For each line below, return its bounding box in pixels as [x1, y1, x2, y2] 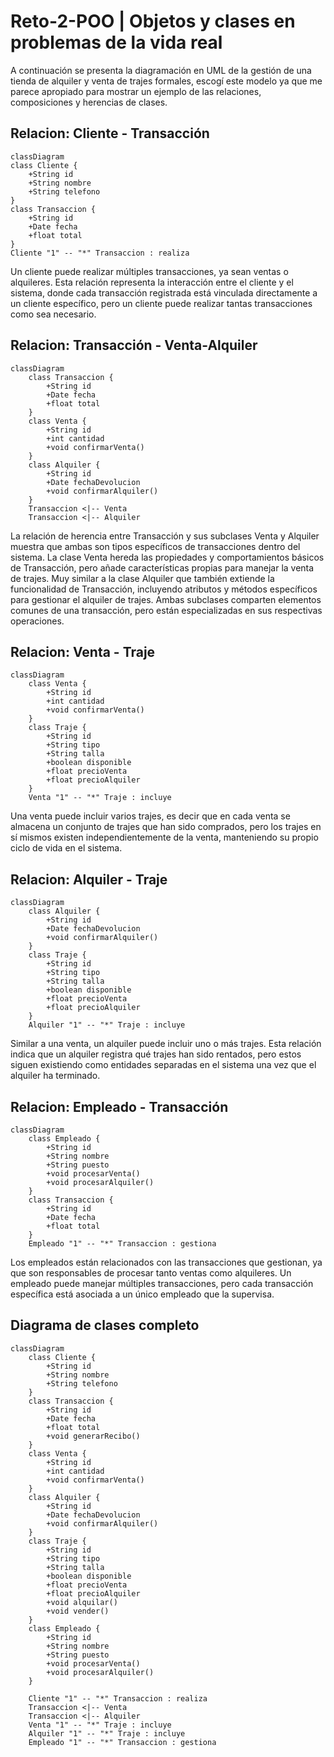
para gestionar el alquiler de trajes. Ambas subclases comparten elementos [10, 593, 322, 605]
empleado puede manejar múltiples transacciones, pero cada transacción [10, 1278, 314, 1289]
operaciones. [10, 615, 65, 627]
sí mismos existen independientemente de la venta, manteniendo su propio [10, 831, 319, 844]
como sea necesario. [10, 308, 97, 320]
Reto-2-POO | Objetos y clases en [10, 10, 296, 33]
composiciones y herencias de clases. [10, 96, 168, 108]
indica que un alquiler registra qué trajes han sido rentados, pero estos [10, 1048, 302, 1060]
